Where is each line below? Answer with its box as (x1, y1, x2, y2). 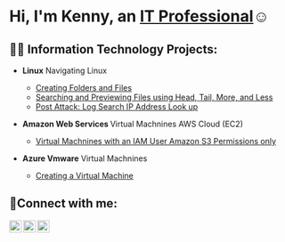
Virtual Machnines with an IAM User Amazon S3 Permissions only (35, 136, 277, 146)
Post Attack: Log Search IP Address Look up (35, 101, 199, 112)
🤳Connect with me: (9, 196, 118, 211)
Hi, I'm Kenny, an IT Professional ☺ (9, 6, 270, 27)
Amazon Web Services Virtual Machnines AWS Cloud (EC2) (21, 118, 243, 129)
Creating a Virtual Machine (35, 171, 134, 181)
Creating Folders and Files (35, 83, 132, 93)
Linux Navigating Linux (21, 65, 108, 76)
